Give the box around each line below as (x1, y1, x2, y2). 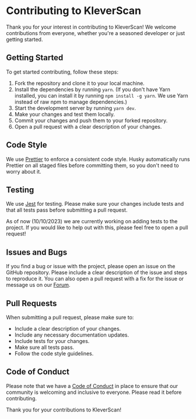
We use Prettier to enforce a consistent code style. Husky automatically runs (6, 155, 190, 162)
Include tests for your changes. (14, 338, 90, 344)
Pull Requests (6, 298, 57, 308)
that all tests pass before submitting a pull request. (6, 206, 128, 214)
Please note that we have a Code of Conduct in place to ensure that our (6, 382, 178, 389)
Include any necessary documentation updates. (14, 331, 129, 338)
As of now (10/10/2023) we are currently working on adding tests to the (6, 218, 178, 225)
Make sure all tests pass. (14, 344, 75, 351)
